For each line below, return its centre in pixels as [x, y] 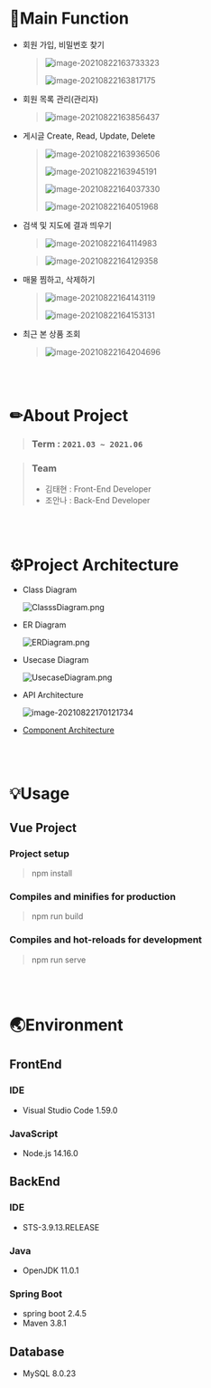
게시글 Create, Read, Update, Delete [89, 136]
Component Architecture [68, 730]
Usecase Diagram [55, 660]
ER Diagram [44, 625]
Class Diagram [50, 590]
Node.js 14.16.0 [50, 1153]
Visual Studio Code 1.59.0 [70, 1110]
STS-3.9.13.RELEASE [61, 1227]
